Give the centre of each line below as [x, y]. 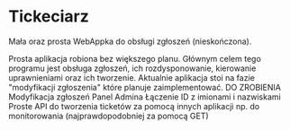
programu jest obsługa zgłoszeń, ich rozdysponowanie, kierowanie [132, 68]
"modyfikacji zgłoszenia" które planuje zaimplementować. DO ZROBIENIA [145, 87]
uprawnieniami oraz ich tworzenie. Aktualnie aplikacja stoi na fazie [132, 77]
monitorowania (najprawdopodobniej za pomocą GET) [109, 116]
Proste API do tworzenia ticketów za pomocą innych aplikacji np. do [134, 106]
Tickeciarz [49, 17]
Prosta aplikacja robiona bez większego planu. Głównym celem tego [135, 58]
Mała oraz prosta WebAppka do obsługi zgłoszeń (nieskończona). [130, 41]
